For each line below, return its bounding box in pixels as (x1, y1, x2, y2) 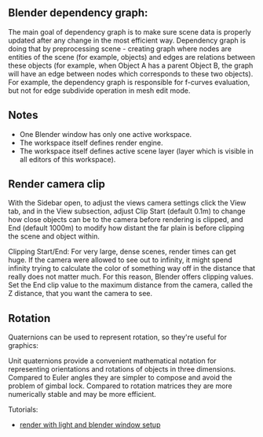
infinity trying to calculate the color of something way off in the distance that (8, 264, 256, 273)
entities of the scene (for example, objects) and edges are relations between (8, 52, 256, 61)
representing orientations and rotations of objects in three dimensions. (8, 365, 236, 374)
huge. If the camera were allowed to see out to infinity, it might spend (8, 255, 233, 265)
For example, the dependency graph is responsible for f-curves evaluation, (8, 77, 250, 87)
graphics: (8, 341, 39, 350)
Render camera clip (8, 177, 106, 191)
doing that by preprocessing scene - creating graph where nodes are (8, 43, 232, 54)
